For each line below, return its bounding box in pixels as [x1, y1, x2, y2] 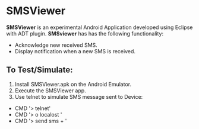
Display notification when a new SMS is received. [14, 47, 135, 54]
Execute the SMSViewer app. [14, 87, 86, 94]
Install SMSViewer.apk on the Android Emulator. [14, 80, 132, 88]
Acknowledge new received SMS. [14, 41, 98, 49]
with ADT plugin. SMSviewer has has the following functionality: [6, 30, 164, 37]
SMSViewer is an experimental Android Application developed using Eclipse [6, 24, 193, 31]
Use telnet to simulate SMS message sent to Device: [14, 93, 143, 100]
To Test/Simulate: [6, 65, 73, 75]
